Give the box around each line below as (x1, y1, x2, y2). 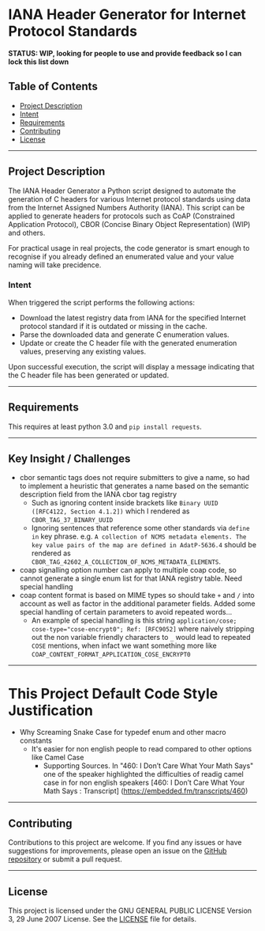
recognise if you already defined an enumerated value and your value (8, 252, 234, 261)
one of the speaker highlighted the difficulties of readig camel (43, 770, 244, 779)
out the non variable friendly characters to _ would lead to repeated (31, 633, 251, 642)
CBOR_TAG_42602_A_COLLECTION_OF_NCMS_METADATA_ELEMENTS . (31, 557, 222, 566)
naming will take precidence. (8, 259, 102, 270)
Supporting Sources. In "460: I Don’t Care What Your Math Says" (43, 761, 254, 770)
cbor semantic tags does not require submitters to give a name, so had (19, 473, 250, 483)
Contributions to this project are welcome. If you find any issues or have (8, 838, 242, 847)
